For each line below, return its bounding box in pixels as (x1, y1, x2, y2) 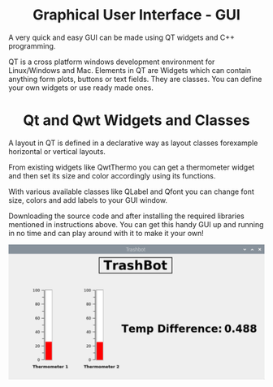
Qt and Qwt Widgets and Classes (23, 111, 250, 130)
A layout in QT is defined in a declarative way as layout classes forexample (8, 138, 258, 148)
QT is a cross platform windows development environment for (8, 57, 215, 67)
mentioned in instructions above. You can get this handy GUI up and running (8, 219, 264, 229)
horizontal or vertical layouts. (8, 146, 106, 156)
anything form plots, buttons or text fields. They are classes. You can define (8, 74, 262, 84)
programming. (8, 41, 56, 50)
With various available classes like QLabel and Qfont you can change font (8, 187, 254, 196)
